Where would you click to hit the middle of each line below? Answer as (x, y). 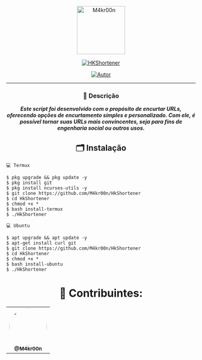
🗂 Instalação (101, 148)
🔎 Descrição (101, 95)
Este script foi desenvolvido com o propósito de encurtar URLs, (101, 109)
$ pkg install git (29, 183)
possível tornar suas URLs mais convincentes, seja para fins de (101, 122)
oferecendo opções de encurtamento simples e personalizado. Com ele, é (101, 115)
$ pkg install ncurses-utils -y (47, 188)
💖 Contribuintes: (101, 293)
